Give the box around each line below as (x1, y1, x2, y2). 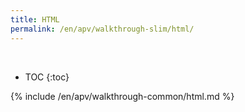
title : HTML (10, 14, 60, 25)
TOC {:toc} (24, 71, 70, 83)
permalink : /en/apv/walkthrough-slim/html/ (10, 24, 195, 34)
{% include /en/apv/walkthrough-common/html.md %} (10, 90, 235, 102)
